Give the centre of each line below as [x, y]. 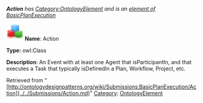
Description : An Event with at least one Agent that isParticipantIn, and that [99, 62]
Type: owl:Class [26, 50]
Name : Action [42, 38]
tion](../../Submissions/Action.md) [48, 93]
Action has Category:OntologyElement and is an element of [81, 9]
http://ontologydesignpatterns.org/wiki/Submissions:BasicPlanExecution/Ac [102, 87]
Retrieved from [25, 80]
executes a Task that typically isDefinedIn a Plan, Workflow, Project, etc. [96, 68]
